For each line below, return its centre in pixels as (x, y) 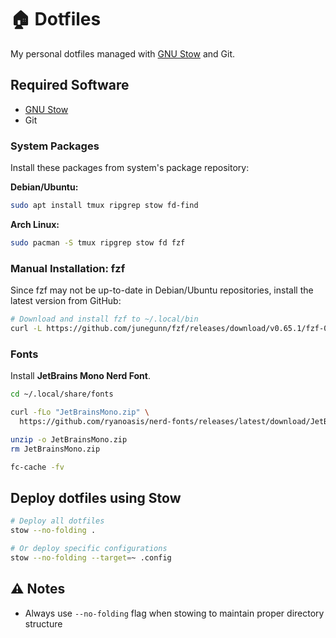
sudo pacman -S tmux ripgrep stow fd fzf (98, 242)
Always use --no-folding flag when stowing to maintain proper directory (174, 613)
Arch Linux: (35, 224)
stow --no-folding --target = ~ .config (91, 557)
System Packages (55, 146)
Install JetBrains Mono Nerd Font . (80, 376)
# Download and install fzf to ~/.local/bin (104, 319)
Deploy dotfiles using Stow (96, 497)
